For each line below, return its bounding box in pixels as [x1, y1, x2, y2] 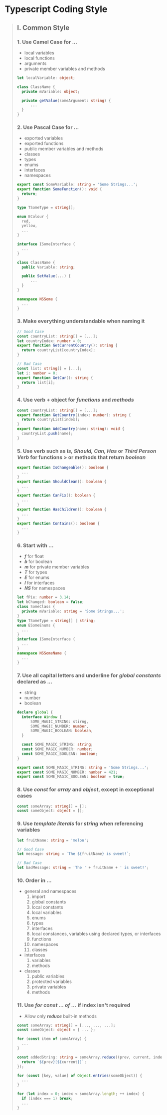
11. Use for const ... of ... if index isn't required [16, 1001, 131, 1008]
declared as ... [16, 678, 53, 685]
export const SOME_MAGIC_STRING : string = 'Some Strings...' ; [16, 765, 149, 770]
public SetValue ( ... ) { [21, 273, 71, 278]
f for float [24, 553, 44, 559]
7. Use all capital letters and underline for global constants [16, 671, 162, 678]
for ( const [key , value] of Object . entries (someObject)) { [16, 1073, 143, 1078]
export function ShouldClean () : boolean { [16, 479, 107, 484]
